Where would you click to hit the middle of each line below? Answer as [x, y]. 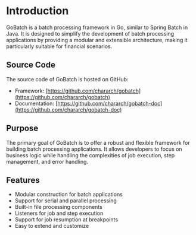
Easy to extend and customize [52, 226]
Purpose [22, 128]
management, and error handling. [47, 161]
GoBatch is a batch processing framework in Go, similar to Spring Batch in [97, 27]
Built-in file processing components [58, 207]
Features [23, 180]
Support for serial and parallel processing [66, 201]
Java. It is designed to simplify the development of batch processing [90, 33]
